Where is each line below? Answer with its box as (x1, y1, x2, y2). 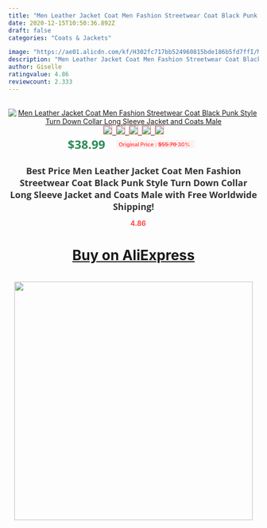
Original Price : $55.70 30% (118, 140, 191, 148)
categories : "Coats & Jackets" (8, 33, 112, 42)
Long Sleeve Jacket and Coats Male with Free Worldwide (10, 188, 257, 201)
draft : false (8, 26, 52, 34)
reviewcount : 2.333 (8, 77, 73, 86)
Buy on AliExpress (72, 247, 195, 265)
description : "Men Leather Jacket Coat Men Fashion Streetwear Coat (8, 56, 240, 64)
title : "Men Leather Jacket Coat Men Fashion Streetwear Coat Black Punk (8, 11, 258, 20)
